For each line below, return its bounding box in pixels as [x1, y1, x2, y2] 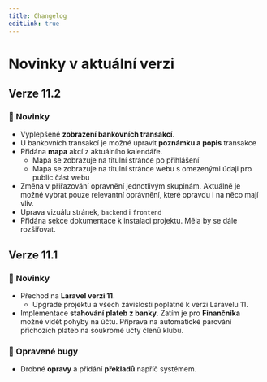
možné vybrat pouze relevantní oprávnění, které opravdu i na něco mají [19, 190, 259, 200]
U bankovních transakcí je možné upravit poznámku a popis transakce [19, 138, 257, 148]
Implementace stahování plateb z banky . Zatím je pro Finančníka [19, 308, 241, 318]
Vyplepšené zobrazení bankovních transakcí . [19, 129, 175, 139]
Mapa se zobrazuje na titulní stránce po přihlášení [32, 155, 200, 165]
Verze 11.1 [8, 248, 58, 262]
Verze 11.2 [8, 87, 61, 101]
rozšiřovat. [19, 224, 56, 234]
